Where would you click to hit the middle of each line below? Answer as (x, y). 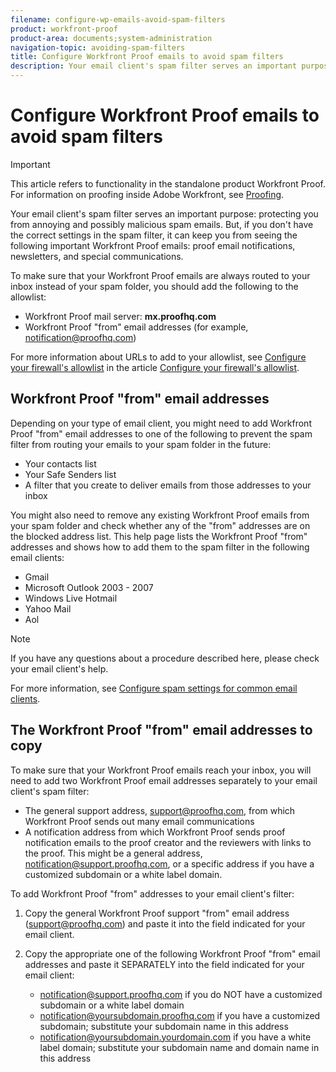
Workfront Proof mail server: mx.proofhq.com (120, 316)
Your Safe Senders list (70, 474)
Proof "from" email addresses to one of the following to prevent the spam (161, 433)
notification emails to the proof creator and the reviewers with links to (168, 842)
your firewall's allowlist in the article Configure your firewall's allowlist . (155, 367)
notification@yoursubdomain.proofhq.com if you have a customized (180, 1015)
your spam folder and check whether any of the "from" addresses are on (160, 525)
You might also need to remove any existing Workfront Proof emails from (160, 515)
